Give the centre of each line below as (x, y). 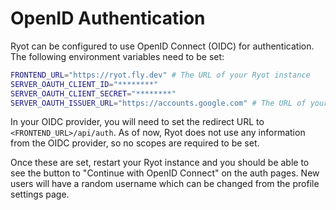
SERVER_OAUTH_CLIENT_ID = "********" (84, 84)
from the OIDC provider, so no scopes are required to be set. (135, 143)
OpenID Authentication (108, 18)
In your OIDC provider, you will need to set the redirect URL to (137, 122)
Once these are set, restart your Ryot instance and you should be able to (160, 163)
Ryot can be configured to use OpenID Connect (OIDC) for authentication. (162, 46)
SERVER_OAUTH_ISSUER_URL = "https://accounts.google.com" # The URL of (158, 103)
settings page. (40, 194)
